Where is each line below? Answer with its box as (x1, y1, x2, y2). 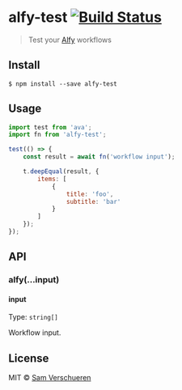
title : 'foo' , (66, 190, 114, 198)
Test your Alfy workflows (28, 35, 112, 45)
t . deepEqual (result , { (23, 167, 99, 176)
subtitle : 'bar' (66, 197, 121, 206)
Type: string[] (8, 312, 59, 322)
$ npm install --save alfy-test (8, 79, 117, 88)
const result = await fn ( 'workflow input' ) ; (23, 153, 176, 161)
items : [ (37, 175, 67, 183)
